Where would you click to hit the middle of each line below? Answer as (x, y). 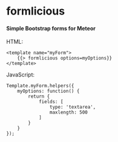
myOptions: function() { (48, 91)
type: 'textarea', (73, 107)
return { (39, 96)
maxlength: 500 (68, 113)
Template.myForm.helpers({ (40, 86)
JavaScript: (21, 75)
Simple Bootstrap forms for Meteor (51, 28)
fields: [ (51, 102)
